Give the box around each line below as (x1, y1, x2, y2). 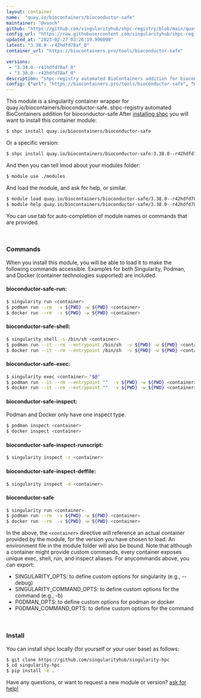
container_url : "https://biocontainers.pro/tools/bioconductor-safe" (6, 48, 184, 54)
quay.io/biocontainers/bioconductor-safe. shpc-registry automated (6, 104, 172, 111)
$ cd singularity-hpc (6, 662, 60, 669)
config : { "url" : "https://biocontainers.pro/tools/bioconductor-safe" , (6, 81, 188, 87)
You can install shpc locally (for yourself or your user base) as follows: (6, 645, 179, 652)
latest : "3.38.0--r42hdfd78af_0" (6, 43, 90, 49)
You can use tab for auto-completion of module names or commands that (6, 212, 187, 219)
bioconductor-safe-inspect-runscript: (6, 441, 103, 448)
